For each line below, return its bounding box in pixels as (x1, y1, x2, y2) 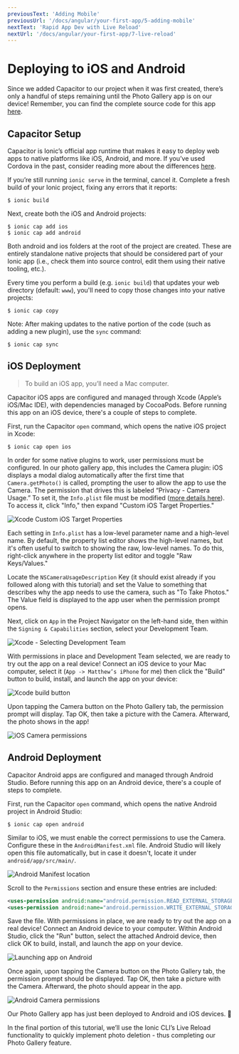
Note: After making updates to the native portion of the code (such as (7, 320, 211, 328)
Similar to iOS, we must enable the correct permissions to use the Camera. (7, 833, 226, 842)
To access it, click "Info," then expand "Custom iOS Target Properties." (7, 501, 215, 510)
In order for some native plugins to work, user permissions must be (7, 455, 204, 464)
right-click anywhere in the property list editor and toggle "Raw (7, 551, 192, 559)
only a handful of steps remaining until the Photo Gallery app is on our (7, 92, 213, 100)
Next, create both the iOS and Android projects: (7, 209, 147, 218)
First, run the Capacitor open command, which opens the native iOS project (7, 421, 226, 431)
